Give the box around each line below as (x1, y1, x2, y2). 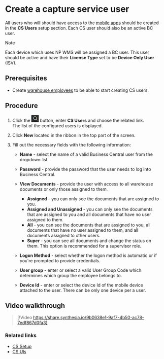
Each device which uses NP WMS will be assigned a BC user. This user (5, 49, 149, 55)
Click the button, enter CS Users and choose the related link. (12, 117, 144, 123)
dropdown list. (19, 156, 49, 162)
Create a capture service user (5, 3, 130, 15)
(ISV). (5, 60, 17, 66)
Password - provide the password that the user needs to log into (19, 166, 151, 172)
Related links (5, 332, 37, 339)
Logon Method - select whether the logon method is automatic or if (19, 252, 157, 258)
